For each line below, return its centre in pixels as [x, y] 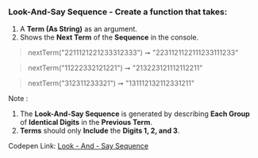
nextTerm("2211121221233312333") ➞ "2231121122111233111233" [133, 53]
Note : [18, 99]
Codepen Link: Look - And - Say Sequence [79, 146]
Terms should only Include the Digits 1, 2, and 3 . [100, 131]
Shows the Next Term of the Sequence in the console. [109, 37]
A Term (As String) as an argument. [78, 29]
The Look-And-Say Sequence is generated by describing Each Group [135, 114]
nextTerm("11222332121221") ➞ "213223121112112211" [115, 68]
